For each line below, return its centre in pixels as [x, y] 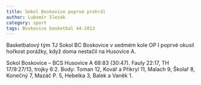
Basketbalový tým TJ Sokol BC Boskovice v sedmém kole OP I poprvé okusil [100, 45]
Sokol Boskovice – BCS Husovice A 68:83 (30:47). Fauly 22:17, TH [88, 63]
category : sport [26, 23]
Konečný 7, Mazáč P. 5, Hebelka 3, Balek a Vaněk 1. [70, 75]
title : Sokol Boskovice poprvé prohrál [56, 12]
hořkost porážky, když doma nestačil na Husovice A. [71, 52]
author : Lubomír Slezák [36, 17]
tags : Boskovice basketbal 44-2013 [51, 28]
